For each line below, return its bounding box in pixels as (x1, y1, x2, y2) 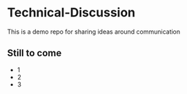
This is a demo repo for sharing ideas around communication (7, 27, 181, 36)
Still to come (7, 47, 62, 59)
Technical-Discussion (7, 5, 136, 21)
